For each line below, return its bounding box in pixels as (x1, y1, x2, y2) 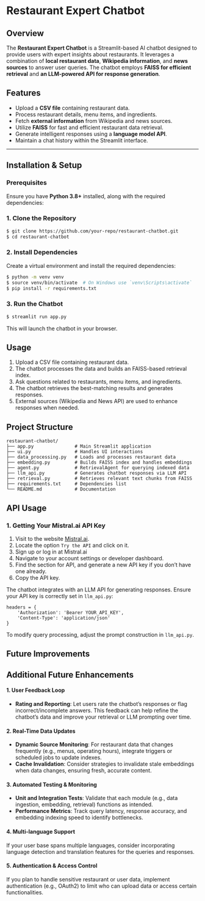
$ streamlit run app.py (6, 313, 67, 320)
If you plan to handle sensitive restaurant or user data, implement (6, 875, 170, 883)
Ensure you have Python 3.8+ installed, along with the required (6, 192, 166, 199)
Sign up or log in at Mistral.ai (15, 548, 87, 555)
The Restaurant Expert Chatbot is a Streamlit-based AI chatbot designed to (6, 44, 197, 51)
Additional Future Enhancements (6, 669, 134, 680)
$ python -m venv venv (6, 273, 64, 280)
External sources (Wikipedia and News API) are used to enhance (15, 398, 178, 405)
